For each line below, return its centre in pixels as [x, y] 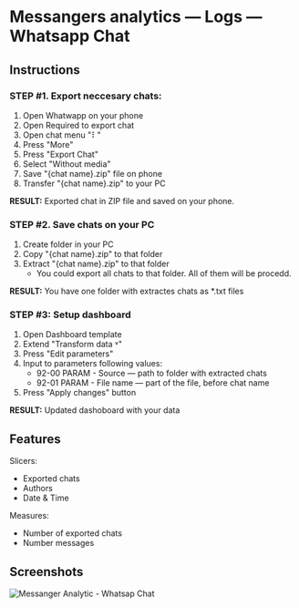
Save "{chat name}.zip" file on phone [92, 173]
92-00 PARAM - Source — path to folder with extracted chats [151, 373]
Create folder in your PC [68, 244]
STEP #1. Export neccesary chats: [86, 96]
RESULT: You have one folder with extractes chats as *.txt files [127, 291]
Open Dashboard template [72, 335]
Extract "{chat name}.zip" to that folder [96, 264]
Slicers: [24, 461]
